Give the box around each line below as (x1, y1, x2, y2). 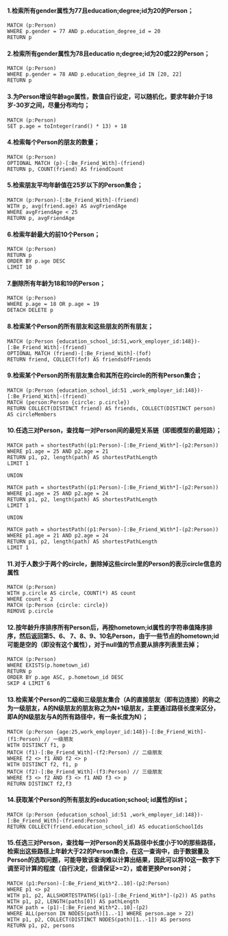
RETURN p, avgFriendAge (7, 215, 75, 222)
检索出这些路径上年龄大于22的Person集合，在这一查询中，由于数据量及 (7, 847, 210, 856)
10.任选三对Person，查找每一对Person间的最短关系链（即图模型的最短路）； (7, 426, 223, 434)
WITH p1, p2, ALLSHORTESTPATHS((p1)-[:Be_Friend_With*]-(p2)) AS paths (7, 892, 216, 900)
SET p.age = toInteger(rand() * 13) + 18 (7, 122, 127, 130)
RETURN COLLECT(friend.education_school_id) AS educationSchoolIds (7, 823, 204, 830)
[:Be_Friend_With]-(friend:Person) (7, 817, 109, 824)
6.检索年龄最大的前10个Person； (7, 230, 101, 238)
